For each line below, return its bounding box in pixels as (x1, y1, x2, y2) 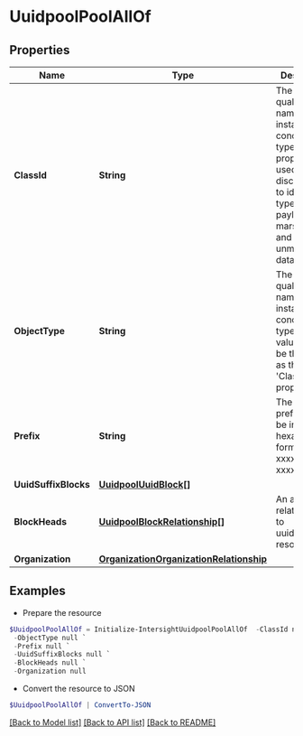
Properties (9, 42, 70, 58)
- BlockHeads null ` (13, 658, 87, 667)
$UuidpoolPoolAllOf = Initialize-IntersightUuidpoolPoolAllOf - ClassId (9, 625, 289, 634)
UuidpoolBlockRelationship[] (98, 516, 225, 527)
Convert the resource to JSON (22, 684, 135, 694)
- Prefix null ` (13, 641, 70, 651)
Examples (9, 583, 66, 599)
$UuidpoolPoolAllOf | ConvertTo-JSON (9, 701, 151, 710)
